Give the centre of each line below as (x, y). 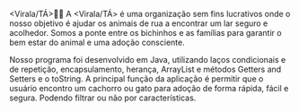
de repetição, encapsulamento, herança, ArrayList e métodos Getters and (145, 69)
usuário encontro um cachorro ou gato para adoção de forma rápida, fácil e (149, 88)
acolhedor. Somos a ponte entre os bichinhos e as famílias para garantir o (145, 33)
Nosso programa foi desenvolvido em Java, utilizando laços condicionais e (148, 60)
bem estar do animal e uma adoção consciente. (97, 42)
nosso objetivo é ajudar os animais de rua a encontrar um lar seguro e (139, 23)
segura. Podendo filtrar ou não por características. (103, 98)
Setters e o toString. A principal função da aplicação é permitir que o (136, 79)
